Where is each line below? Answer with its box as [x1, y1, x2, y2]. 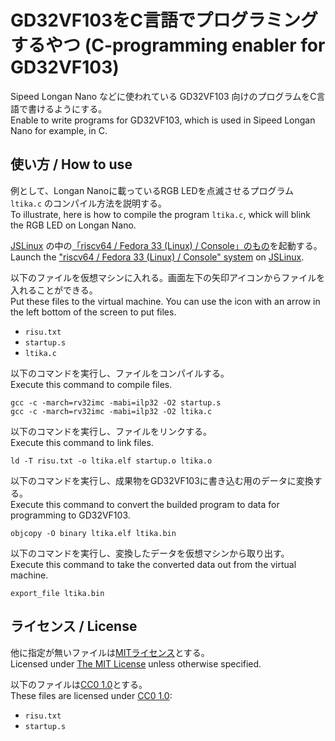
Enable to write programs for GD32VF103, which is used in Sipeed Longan [10, 114, 316, 126]
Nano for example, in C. [10, 124, 108, 136]
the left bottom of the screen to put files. [10, 306, 177, 318]
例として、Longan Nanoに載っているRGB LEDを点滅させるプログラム [10, 184, 295, 196]
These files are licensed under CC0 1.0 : [10, 689, 173, 701]
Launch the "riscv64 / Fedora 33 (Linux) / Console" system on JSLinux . [10, 251, 305, 263]
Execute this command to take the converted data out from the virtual [10, 558, 297, 570]
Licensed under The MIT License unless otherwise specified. [10, 657, 262, 670]
